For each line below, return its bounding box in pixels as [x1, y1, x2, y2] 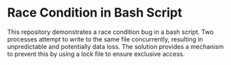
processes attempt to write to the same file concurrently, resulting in [7, 35, 203, 43]
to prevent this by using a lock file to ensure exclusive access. [7, 50, 185, 58]
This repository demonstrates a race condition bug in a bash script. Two [7, 28, 214, 36]
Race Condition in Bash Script [7, 5, 182, 21]
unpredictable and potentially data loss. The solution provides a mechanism [7, 42, 224, 50]
